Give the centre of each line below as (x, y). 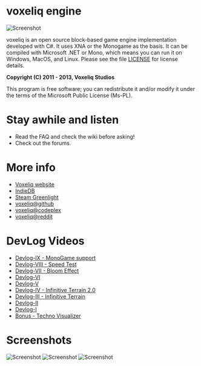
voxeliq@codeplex (38, 210)
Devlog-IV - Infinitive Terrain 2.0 (55, 290)
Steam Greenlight (37, 197)
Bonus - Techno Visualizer (48, 316)
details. (15, 65)
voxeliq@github (35, 204)
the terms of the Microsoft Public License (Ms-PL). (69, 95)
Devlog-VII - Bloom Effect (47, 270)
